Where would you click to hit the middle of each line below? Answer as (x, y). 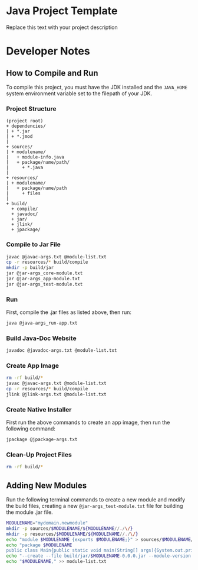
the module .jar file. (29, 512)
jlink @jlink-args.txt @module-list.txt (57, 394)
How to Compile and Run (52, 73)
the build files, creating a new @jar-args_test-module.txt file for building (95, 506)
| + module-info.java (35, 157)
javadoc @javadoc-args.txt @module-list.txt (62, 351)
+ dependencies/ (26, 126)
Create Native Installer (39, 409)
